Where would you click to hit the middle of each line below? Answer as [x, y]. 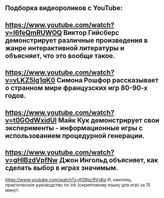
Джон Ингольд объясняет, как [109, 160]
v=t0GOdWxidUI [31, 120]
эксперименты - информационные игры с [74, 128]
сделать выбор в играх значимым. [62, 168]
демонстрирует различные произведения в [77, 40]
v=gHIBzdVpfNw [32, 160]
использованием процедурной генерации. [75, 136]
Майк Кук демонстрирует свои [109, 120]
